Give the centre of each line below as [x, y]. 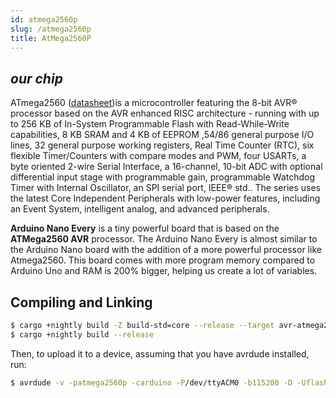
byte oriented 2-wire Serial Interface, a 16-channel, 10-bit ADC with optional [166, 167]
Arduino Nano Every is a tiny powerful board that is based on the [145, 228]
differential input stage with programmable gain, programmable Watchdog [163, 177]
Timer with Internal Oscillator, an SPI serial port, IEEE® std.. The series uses [166, 188]
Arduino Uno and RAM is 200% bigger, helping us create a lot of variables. [164, 271]
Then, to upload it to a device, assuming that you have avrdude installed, [160, 353]
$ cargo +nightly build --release [82, 334]
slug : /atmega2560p [51, 29]
